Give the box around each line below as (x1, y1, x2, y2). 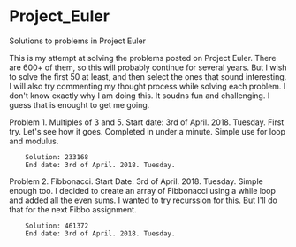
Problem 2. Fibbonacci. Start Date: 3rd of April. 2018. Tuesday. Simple (9, 175, 263, 187)
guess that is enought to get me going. (9, 99, 150, 110)
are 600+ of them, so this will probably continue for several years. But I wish (9, 62, 287, 73)
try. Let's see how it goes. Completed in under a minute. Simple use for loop (9, 126, 285, 136)
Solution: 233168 (25, 152, 89, 161)
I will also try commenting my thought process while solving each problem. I (9, 81, 286, 91)
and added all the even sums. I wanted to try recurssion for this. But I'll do (9, 195, 278, 205)
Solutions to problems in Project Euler (9, 35, 147, 46)
